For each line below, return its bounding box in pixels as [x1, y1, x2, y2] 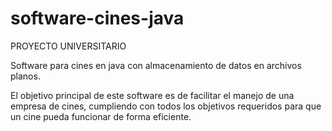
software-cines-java [10, 7, 185, 30]
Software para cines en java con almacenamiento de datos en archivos [10, 59, 302, 71]
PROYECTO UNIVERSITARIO [10, 40, 127, 52]
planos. [10, 70, 41, 82]
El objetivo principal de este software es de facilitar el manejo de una [10, 89, 295, 101]
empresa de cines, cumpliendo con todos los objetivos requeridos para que [10, 100, 322, 112]
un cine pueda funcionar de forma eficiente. [10, 110, 192, 122]
